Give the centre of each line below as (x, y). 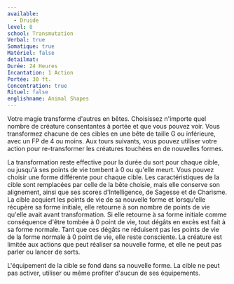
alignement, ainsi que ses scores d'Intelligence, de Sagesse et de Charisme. (117, 192)
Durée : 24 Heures (33, 66)
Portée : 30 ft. (29, 79)
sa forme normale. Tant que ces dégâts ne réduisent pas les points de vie (113, 230)
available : (23, 14)
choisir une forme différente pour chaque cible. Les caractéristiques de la (113, 177)
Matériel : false (31, 53)
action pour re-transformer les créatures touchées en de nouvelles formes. (116, 149)
